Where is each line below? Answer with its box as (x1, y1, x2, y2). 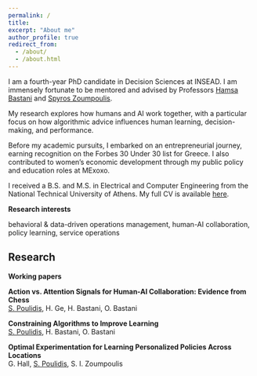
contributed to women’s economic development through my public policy (8, 157, 244, 166)
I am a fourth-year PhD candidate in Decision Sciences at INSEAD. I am (8, 76, 237, 86)
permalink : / (8, 11, 51, 20)
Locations (8, 350, 42, 360)
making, (8, 125, 34, 134)
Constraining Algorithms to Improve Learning (8, 319, 159, 328)
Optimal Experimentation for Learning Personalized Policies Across (8, 342, 232, 352)
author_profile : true (8, 33, 79, 42)
